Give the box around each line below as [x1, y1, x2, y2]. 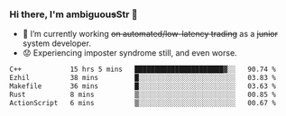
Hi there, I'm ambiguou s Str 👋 [9, 8, 138, 21]
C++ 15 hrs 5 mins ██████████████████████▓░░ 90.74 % [9, 65, 277, 75]
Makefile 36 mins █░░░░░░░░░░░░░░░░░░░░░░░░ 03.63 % [9, 82, 277, 91]
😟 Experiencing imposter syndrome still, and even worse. [22, 48, 237, 58]
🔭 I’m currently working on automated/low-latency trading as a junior [22, 29, 278, 40]
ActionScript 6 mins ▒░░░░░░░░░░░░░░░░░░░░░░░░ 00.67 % [9, 98, 277, 107]
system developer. [22, 38, 92, 49]
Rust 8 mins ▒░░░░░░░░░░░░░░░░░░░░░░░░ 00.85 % [9, 90, 277, 99]
